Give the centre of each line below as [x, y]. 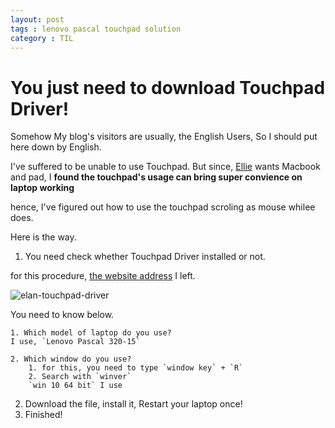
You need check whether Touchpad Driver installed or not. [145, 257]
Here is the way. [43, 237]
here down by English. [56, 147]
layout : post [37, 19]
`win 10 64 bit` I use [75, 386]
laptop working [42, 188]
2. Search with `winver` [80, 377]
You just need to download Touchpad [168, 87]
